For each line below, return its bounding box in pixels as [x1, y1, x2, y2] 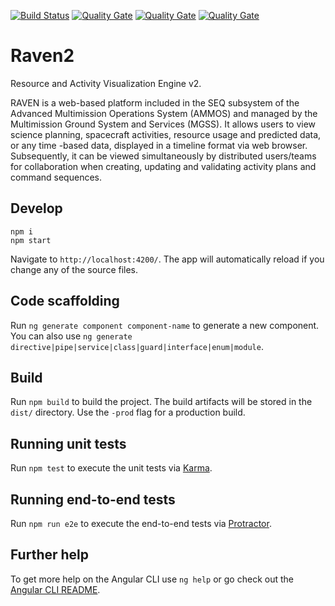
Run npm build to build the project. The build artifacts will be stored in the [10, 396, 313, 408]
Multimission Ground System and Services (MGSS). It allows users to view [10, 118, 317, 130]
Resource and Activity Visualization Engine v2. [10, 77, 202, 89]
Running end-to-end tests [10, 491, 176, 508]
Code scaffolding [10, 293, 120, 310]
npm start [10, 235, 52, 245]
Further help [10, 546, 90, 564]
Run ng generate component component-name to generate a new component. [10, 319, 320, 331]
